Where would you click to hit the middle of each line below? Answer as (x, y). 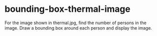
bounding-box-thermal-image (68, 9)
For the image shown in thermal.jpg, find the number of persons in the (76, 23)
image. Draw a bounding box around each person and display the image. (78, 28)
